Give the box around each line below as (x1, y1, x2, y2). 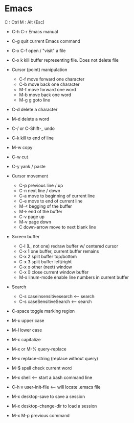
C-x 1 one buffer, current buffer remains (19, 248, 99, 254)
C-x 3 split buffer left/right (19, 258, 72, 265)
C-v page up (19, 214, 45, 220)
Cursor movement (11, 173, 48, 179)
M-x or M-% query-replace (11, 346, 67, 352)
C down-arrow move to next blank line (19, 224, 96, 230)
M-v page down (19, 219, 52, 224)
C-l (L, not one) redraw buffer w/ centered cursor (19, 243, 118, 249)
